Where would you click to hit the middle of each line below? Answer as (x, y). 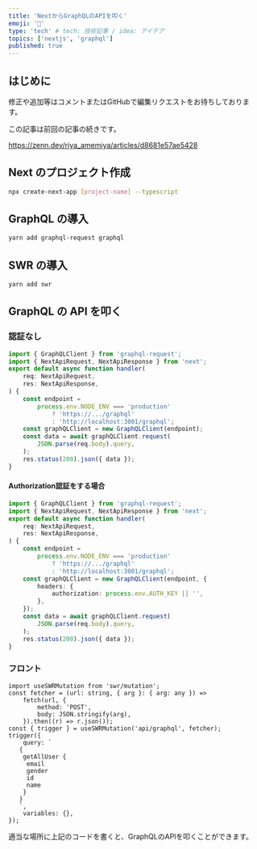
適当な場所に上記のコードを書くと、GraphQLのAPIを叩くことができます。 (131, 836)
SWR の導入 (38, 265)
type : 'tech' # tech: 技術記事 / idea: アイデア (87, 31)
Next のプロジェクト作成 (70, 173)
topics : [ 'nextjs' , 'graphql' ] (61, 38)
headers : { (56, 586)
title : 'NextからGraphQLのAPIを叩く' (68, 16)
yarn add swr (30, 285)
